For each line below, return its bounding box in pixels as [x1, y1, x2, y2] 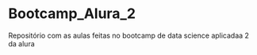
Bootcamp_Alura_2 [8, 5, 136, 23]
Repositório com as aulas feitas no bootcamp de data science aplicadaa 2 [8, 31, 250, 40]
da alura [8, 38, 36, 48]
